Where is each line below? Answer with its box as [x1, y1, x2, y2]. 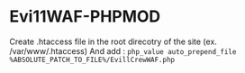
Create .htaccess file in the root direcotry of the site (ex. [9, 36, 218, 47]
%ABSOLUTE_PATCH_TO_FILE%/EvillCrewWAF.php [9, 55, 176, 64]
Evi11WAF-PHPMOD [9, 6, 161, 27]
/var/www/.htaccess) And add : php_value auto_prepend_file [9, 45, 237, 56]
